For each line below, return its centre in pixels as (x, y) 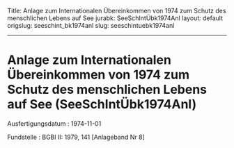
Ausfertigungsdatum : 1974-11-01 (54, 123)
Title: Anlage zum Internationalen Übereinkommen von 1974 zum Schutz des (117, 11)
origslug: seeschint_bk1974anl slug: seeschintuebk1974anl (91, 25)
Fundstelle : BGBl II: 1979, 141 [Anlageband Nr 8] (76, 137)
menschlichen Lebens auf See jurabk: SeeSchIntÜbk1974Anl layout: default (115, 18)
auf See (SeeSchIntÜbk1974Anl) (102, 105)
